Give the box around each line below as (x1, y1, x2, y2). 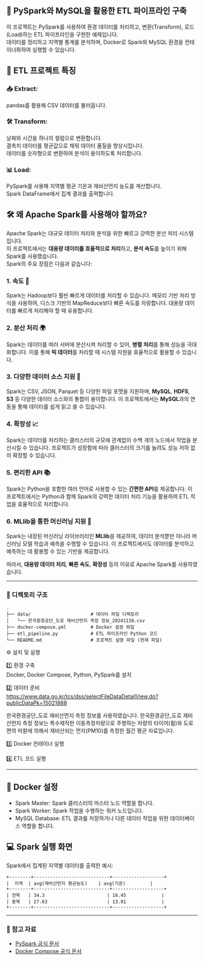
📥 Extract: (6, 85, 38, 93)
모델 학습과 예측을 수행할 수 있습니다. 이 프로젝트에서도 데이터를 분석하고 (22, 540, 194, 547)
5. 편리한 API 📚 (6, 469, 51, 477)
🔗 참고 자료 (6, 925, 36, 934)
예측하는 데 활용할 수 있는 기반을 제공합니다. (6, 547, 110, 555)
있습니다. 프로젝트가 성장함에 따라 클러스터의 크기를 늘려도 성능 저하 (29, 444, 189, 452)
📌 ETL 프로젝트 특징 (6, 66, 76, 76)
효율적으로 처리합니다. (17, 500, 70, 508)
